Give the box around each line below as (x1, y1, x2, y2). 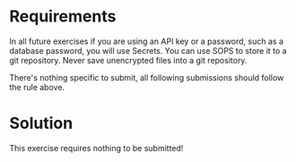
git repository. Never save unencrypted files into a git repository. (9, 55, 248, 65)
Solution (9, 114, 74, 133)
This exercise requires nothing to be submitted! (9, 142, 184, 153)
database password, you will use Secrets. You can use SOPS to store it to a (9, 45, 287, 55)
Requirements (9, 6, 117, 27)
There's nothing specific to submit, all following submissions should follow (9, 72, 284, 82)
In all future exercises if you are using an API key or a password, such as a (9, 36, 284, 47)
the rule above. (9, 81, 65, 92)
